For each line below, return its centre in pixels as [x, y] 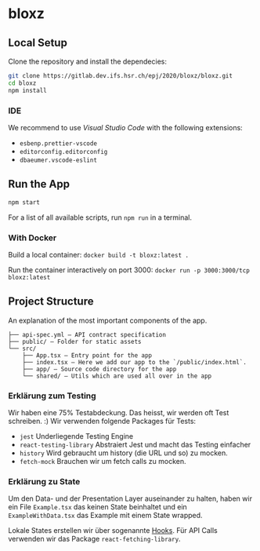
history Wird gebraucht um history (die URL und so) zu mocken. [124, 453]
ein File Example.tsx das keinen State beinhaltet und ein [98, 507]
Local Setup [38, 43]
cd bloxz [22, 83]
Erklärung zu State [44, 481]
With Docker [32, 238]
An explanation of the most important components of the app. [108, 320]
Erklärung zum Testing [52, 396]
